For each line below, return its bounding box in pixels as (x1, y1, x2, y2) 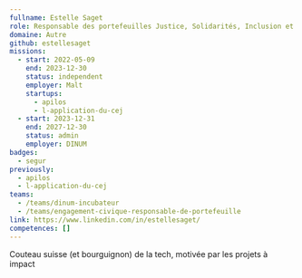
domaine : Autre (9, 30, 67, 39)
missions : (9, 47, 47, 56)
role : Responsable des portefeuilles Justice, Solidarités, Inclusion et (9, 22, 295, 31)
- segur (17, 156, 47, 166)
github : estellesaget (9, 38, 92, 48)
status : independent (25, 72, 103, 81)
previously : (9, 165, 54, 174)
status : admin (25, 131, 79, 140)
